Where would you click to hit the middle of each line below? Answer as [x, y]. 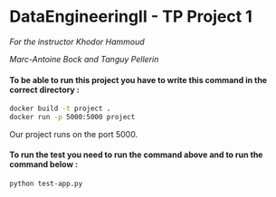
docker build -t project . [60, 109]
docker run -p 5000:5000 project [72, 117]
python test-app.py [46, 184]
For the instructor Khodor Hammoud [77, 42]
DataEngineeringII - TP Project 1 [131, 17]
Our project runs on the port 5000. [74, 134]
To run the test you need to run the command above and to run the [136, 155]
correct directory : [44, 89]
